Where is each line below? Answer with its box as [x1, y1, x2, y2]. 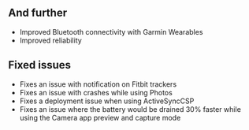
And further [8, 6, 68, 20]
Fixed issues [8, 58, 72, 72]
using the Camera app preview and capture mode [19, 113, 181, 122]
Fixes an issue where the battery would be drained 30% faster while [19, 104, 242, 113]
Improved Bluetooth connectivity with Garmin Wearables [19, 27, 203, 36]
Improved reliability [19, 35, 83, 45]
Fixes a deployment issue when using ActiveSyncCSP [19, 96, 195, 106]
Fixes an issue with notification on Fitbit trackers [19, 79, 177, 89]
